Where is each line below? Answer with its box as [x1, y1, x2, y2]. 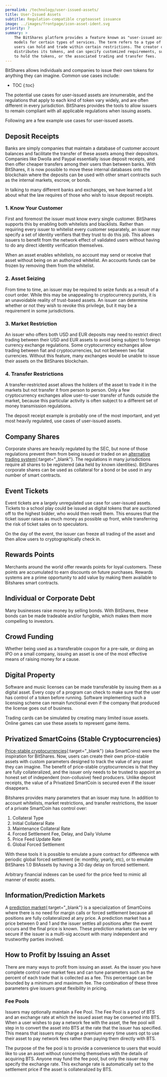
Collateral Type [12, 815, 44, 821]
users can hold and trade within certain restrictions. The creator [14, 44, 159, 49]
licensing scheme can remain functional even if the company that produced [5, 700, 160, 706]
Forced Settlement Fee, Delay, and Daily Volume [12, 831, 111, 837]
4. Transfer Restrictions [5, 370, 64, 377]
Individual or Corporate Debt [5, 594, 95, 603]
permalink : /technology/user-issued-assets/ [5, 7, 99, 12]
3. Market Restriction [5, 320, 57, 327]
